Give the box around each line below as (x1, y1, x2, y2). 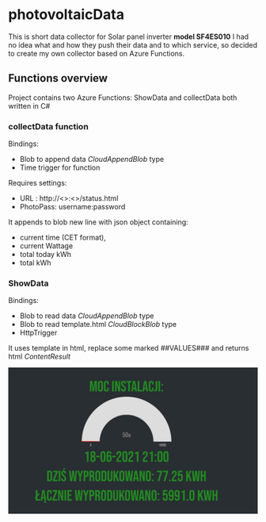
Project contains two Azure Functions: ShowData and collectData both (8, 93, 237, 102)
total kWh (19, 258, 51, 267)
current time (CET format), (19, 232, 107, 243)
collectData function (8, 121, 89, 132)
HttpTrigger (19, 328, 58, 338)
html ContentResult (8, 351, 71, 362)
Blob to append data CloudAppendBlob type (19, 155, 165, 164)
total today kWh (19, 250, 72, 259)
